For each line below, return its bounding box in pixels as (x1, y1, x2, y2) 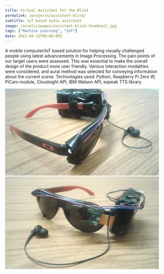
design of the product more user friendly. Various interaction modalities (5, 64, 149, 69)
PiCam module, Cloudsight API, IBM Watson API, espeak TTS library (5, 79, 142, 85)
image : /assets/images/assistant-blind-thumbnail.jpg (5, 23, 117, 28)
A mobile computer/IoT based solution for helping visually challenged (5, 48, 144, 53)
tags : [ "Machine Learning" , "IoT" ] (5, 28, 78, 34)
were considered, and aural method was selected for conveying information (5, 68, 158, 74)
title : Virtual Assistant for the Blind (5, 8, 89, 13)
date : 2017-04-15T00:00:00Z (5, 34, 62, 39)
